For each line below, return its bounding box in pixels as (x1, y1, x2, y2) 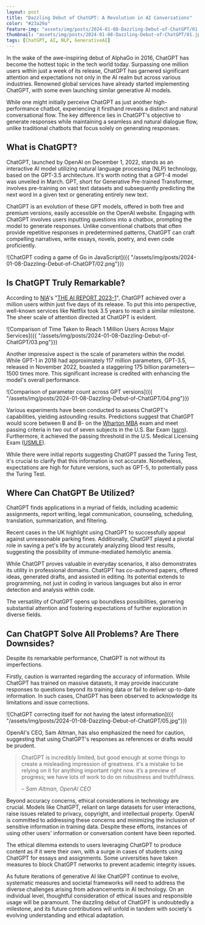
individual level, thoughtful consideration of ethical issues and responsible (6, 892, 193, 899)
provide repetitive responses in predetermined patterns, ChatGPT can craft (6, 229, 195, 236)
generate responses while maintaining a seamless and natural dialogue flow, (6, 118, 198, 125)
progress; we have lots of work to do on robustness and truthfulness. (21, 773, 195, 781)
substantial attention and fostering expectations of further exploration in (6, 605, 187, 612)
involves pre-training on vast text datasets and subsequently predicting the (6, 184, 195, 191)
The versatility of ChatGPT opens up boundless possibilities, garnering (6, 598, 184, 605)
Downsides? (6, 638, 55, 649)
